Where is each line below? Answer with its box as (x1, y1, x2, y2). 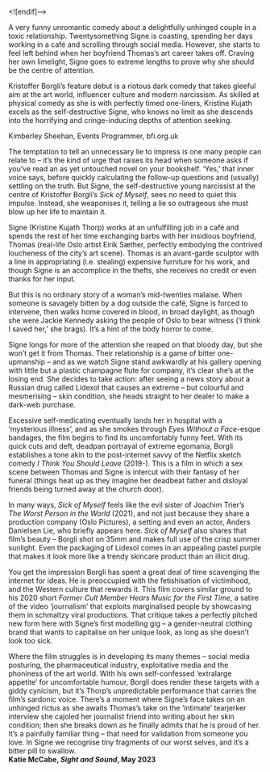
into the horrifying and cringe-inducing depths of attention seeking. (8, 116, 232, 124)
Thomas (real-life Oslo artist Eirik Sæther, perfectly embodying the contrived (8, 240, 263, 249)
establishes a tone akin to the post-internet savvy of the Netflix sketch (8, 450, 242, 459)
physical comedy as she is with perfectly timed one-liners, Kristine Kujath (8, 99, 252, 108)
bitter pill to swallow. (8, 746, 77, 755)
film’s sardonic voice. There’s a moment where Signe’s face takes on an (8, 694, 246, 704)
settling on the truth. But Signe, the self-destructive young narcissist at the (8, 181, 256, 191)
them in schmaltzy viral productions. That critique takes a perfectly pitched (8, 610, 258, 619)
